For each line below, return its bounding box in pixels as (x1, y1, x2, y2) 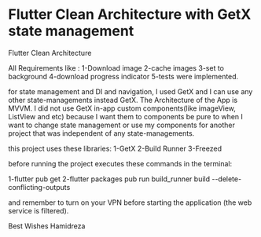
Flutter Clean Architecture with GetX (8, 5, 252, 24)
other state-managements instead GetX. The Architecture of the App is (8, 95, 238, 104)
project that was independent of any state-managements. (8, 128, 195, 138)
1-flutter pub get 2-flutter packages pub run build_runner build (8, 174, 211, 184)
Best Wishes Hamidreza (8, 221, 86, 231)
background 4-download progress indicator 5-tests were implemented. (8, 71, 239, 81)
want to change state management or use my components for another (8, 120, 236, 129)
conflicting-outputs (8, 182, 71, 191)
